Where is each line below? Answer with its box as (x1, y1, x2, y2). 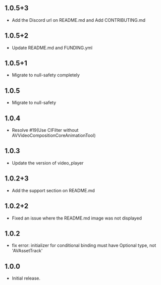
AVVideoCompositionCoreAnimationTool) (11, 132, 96, 138)
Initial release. (11, 275, 41, 282)
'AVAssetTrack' (11, 248, 43, 254)
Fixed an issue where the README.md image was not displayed (11, 215, 142, 221)
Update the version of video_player (11, 160, 84, 166)
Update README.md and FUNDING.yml (11, 45, 93, 51)
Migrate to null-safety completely (11, 72, 80, 78)
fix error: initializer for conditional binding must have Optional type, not (11, 242, 157, 248)
